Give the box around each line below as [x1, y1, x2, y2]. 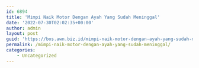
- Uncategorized [17, 53, 57, 59]
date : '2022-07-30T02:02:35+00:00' [6, 20, 94, 25]
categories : [6, 47, 36, 53]
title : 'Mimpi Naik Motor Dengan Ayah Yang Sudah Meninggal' [6, 14, 161, 20]
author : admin [6, 25, 41, 31]
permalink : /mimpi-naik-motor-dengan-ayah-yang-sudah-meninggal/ [6, 42, 171, 48]
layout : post [6, 31, 38, 37]
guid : [6, 36, 20, 42]
